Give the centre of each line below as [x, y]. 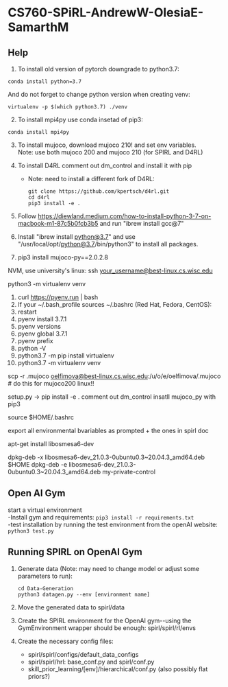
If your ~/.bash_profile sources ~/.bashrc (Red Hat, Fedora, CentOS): [115, 304]
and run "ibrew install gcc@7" [142, 223]
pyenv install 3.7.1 [42, 319]
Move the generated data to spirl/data [71, 607]
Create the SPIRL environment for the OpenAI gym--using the [104, 620]
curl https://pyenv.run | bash [58, 297]
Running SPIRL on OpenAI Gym [75, 552]
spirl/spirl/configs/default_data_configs [83, 654]
